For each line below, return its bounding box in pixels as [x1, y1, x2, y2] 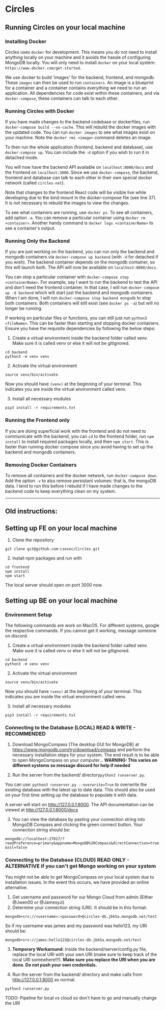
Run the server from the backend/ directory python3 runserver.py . [12, 772, 146, 778]
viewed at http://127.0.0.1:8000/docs [5, 807, 79, 813]
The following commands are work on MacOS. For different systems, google [5, 622, 160, 628]
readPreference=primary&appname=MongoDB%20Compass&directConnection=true [5, 841, 160, 846]
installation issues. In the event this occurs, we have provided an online [5, 879, 149, 885]
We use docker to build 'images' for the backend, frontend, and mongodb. [5, 74, 155, 80]
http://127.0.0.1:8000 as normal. [12, 976, 76, 982]
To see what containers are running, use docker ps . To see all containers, [5, 210, 153, 216]
